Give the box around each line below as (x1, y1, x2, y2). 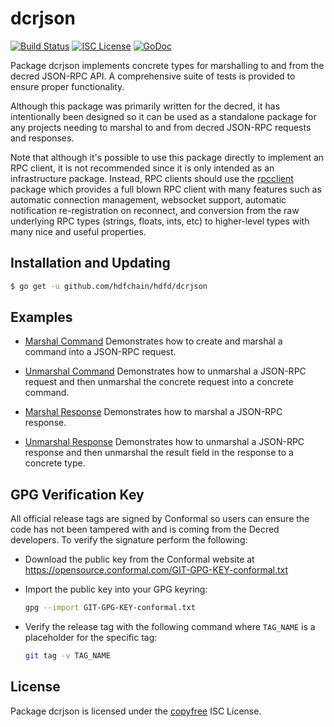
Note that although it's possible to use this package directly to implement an (10, 151, 325, 163)
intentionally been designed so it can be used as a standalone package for (10, 110, 317, 122)
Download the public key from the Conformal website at (24, 553, 255, 566)
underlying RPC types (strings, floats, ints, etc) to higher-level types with (10, 215, 310, 227)
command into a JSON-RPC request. (24, 346, 177, 358)
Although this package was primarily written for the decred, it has (10, 100, 281, 112)
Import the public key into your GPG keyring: (24, 583, 208, 596)
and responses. (10, 132, 75, 144)
